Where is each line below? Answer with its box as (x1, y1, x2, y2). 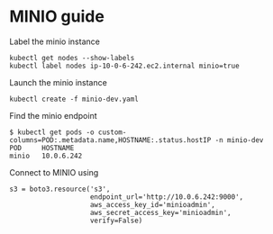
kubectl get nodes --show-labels (9, 53, 135, 62)
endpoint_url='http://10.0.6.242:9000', (89, 192, 244, 202)
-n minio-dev (214, 135, 264, 145)
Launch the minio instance (9, 76, 108, 87)
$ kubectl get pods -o (9, 128, 95, 137)
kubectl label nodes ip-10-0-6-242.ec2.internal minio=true (9, 61, 241, 70)
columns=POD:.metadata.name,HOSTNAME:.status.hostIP (9, 135, 212, 145)
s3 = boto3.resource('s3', (9, 184, 111, 193)
